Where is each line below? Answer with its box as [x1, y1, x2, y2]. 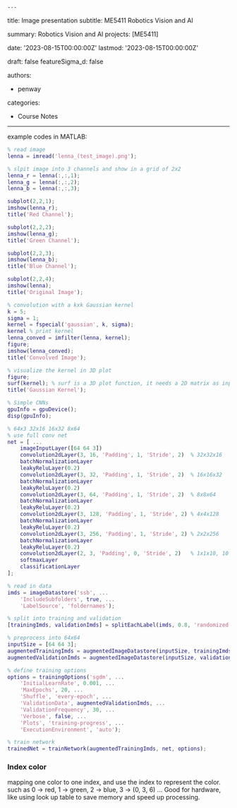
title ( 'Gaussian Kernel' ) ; [7, 387, 87, 394]
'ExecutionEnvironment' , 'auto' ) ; [20, 726, 121, 733]
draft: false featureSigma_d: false [7, 57, 104, 66]
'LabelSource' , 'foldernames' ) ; [20, 602, 115, 609]
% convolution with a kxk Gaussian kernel [7, 301, 134, 308]
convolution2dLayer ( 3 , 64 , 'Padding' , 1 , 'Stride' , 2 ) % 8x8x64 [20, 491, 217, 498]
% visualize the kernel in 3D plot [7, 367, 112, 374]
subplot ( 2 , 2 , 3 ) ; [7, 250, 55, 257]
